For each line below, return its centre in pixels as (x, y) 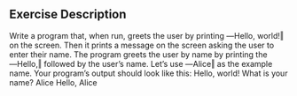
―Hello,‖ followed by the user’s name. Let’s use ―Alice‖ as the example (141, 63)
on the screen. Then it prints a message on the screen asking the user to (142, 45)
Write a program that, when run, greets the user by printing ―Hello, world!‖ (147, 35)
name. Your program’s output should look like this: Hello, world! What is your (148, 73)
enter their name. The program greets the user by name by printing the (138, 54)
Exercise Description (68, 15)
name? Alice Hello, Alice (53, 82)
